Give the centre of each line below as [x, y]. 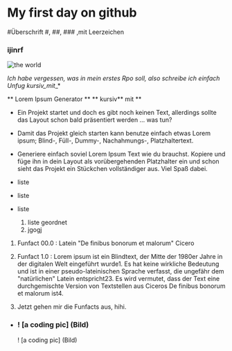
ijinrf [15, 50]
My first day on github [72, 13]
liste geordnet [47, 222]
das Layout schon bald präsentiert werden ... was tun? [95, 120]
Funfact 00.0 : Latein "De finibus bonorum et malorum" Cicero [106, 243]
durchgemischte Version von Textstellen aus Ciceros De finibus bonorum [121, 286]
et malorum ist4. [40, 294]
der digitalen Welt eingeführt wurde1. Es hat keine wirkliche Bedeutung [118, 264]
